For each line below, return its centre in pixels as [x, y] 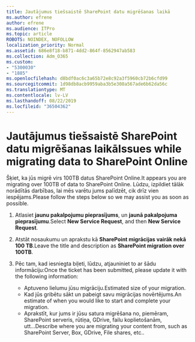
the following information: [46, 277]
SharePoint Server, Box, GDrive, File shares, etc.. [84, 332]
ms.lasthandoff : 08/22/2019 [41, 101]
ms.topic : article [29, 34]
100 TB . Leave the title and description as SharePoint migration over [100, 246]
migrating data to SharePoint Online [97, 161]
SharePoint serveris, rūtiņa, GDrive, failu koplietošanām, [93, 320]
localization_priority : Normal [45, 46]
